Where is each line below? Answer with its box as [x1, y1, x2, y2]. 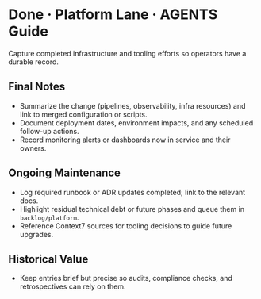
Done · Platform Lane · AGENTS [8, 6, 218, 24]
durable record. [8, 57, 59, 67]
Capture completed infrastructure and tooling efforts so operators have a [8, 48, 247, 58]
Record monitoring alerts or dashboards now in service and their [19, 135, 231, 144]
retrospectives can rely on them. [19, 282, 126, 291]
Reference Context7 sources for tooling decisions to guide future [19, 220, 232, 231]
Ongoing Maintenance [8, 167, 121, 180]
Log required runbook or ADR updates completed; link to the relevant [19, 187, 246, 197]
